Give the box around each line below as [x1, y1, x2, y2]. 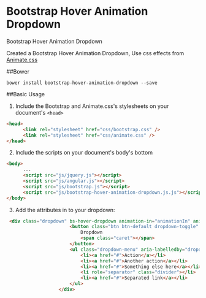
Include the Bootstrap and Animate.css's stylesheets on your [15, 102, 169, 110]
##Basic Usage [6, 90, 45, 97]
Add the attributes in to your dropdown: [15, 206, 115, 213]
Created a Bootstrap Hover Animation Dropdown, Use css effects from [6, 49, 185, 56]
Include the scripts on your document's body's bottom [15, 149, 153, 156]
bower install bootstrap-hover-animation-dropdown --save [6, 80, 158, 86]
